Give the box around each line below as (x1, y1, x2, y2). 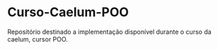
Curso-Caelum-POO (7, 4, 130, 20)
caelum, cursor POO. (7, 35, 69, 43)
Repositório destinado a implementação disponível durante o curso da (7, 27, 212, 36)
